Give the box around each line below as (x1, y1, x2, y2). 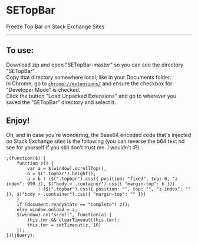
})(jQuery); (6, 232, 35, 238)
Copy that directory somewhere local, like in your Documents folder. (6, 73, 171, 81)
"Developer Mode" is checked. (6, 86, 81, 93)
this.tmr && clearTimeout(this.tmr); (27, 217, 120, 223)
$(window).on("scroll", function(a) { (16, 212, 112, 218)
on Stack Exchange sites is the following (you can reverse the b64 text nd (6, 138, 185, 145)
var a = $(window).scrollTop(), (27, 165, 107, 171)
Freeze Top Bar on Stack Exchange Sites (6, 23, 105, 30)
